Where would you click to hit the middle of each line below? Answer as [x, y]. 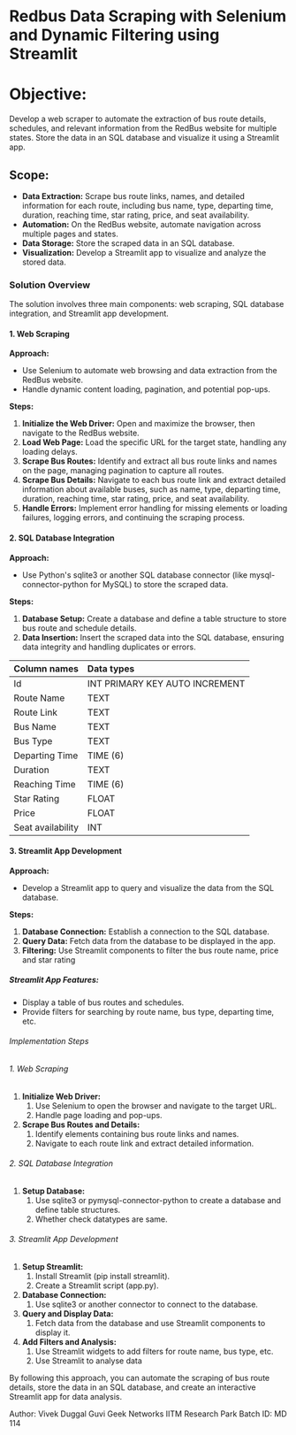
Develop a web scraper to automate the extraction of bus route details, [138, 119]
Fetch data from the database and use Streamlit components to [150, 1324]
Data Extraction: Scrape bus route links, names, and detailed [133, 196]
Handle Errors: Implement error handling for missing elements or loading [155, 508]
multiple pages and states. [70, 234]
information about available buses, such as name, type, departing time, [151, 489]
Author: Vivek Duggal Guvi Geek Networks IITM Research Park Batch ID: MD [148, 1414]
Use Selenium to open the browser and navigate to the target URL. [156, 1105]
